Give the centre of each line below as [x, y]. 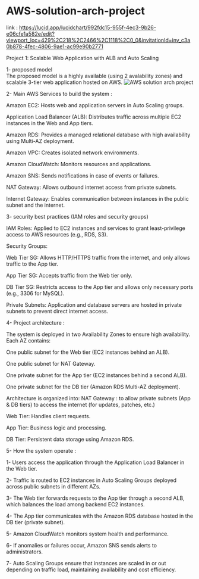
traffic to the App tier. [32, 264]
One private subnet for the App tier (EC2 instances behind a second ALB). [97, 375]
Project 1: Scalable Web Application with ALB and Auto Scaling [83, 58]
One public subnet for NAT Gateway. [51, 363]
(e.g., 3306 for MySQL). [35, 293]
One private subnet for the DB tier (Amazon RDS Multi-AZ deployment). [93, 387]
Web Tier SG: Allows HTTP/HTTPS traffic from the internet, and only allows [98, 257]
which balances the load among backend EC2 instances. [75, 504]
